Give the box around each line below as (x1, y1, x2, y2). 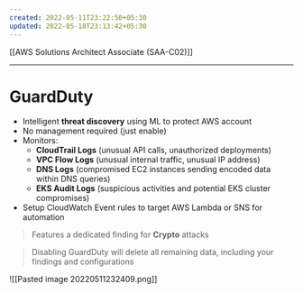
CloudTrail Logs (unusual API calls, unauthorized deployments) (35, 145, 272, 156)
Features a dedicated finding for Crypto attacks (31, 229, 209, 240)
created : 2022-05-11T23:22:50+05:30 (9, 13, 147, 23)
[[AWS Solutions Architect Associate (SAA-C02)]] (9, 46, 194, 57)
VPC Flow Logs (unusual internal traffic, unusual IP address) (35, 154, 261, 165)
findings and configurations (31, 256, 134, 267)
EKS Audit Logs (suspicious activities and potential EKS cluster (35, 183, 271, 194)
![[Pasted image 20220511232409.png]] (9, 274, 158, 285)
